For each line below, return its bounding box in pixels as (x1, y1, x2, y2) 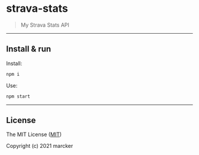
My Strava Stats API (20, 21, 70, 28)
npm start (6, 93, 31, 99)
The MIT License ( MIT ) (6, 131, 62, 138)
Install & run (6, 44, 52, 54)
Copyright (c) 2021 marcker (6, 143, 73, 150)
